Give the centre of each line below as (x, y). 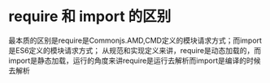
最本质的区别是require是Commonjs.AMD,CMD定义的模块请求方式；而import (135, 40)
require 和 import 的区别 (90, 17)
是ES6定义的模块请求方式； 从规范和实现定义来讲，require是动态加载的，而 (135, 50)
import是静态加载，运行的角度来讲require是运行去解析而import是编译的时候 (135, 60)
